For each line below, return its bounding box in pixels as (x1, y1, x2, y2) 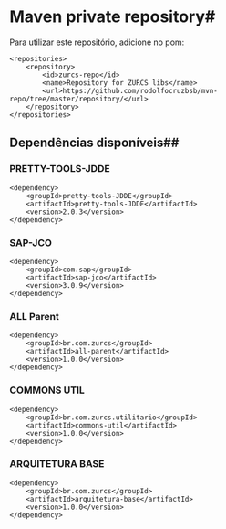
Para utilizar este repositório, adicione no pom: (9, 37, 185, 48)
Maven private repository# (9, 6, 216, 27)
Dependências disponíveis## (9, 135, 180, 151)
